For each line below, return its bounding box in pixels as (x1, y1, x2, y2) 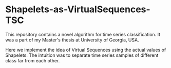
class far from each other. (5, 57, 60, 63)
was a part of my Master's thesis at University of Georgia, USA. (5, 37, 140, 43)
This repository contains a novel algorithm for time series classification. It (5, 31, 161, 37)
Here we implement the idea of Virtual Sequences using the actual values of (5, 47, 166, 53)
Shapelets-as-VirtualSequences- (5, 4, 150, 15)
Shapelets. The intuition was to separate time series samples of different (5, 52, 159, 58)
